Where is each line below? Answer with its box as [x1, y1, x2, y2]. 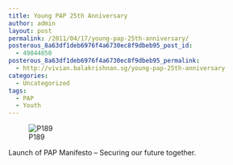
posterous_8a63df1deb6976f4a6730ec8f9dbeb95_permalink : [8, 57, 200, 65]
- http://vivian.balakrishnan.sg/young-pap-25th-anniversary [15, 64, 226, 72]
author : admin [8, 19, 56, 27]
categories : [8, 72, 48, 80]
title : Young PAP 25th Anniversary [8, 11, 128, 20]
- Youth [15, 101, 42, 109]
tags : [8, 86, 27, 95]
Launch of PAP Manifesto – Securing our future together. [8, 148, 197, 158]
